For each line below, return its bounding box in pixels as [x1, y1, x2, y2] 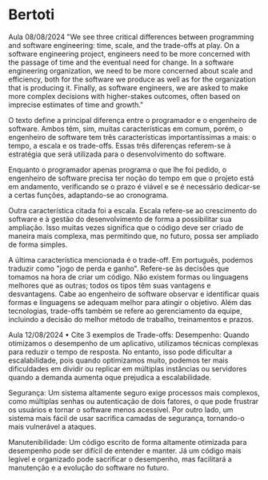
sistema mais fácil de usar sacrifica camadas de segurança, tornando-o [8, 413, 246, 422]
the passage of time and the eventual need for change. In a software [8, 58, 234, 67]
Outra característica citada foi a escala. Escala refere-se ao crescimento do [8, 205, 258, 215]
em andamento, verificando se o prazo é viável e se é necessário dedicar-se [8, 181, 261, 191]
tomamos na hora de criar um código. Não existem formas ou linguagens [8, 272, 249, 281]
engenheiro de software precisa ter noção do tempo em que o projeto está [8, 173, 254, 183]
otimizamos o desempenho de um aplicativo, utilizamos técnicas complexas [8, 338, 258, 348]
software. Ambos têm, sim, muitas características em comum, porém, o [8, 124, 244, 133]
